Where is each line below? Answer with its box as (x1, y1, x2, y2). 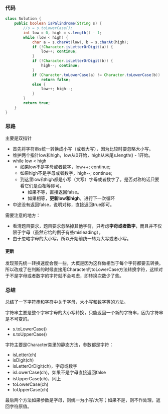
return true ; (23, 101, 51, 106)
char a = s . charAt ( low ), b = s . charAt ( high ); (32, 39, 129, 45)
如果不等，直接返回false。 (27, 189, 82, 195)
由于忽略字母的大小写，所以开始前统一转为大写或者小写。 (12, 235, 131, 241)
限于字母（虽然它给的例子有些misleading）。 (12, 229, 104, 235)
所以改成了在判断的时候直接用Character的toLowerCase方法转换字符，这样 (5, 266, 159, 272)
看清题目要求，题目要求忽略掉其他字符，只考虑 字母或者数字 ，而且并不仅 (12, 223, 162, 229)
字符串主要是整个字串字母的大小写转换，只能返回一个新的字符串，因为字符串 (5, 310, 163, 316)
